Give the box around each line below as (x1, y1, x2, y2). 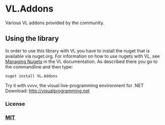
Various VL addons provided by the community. (5, 20, 105, 26)
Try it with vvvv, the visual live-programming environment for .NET (5, 82, 144, 88)
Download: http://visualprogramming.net (5, 88, 90, 94)
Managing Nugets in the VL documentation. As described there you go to (5, 58, 158, 65)
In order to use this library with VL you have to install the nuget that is (5, 47, 150, 53)
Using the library (5, 34, 59, 43)
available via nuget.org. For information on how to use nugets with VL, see (5, 53, 160, 59)
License (5, 100, 25, 107)
